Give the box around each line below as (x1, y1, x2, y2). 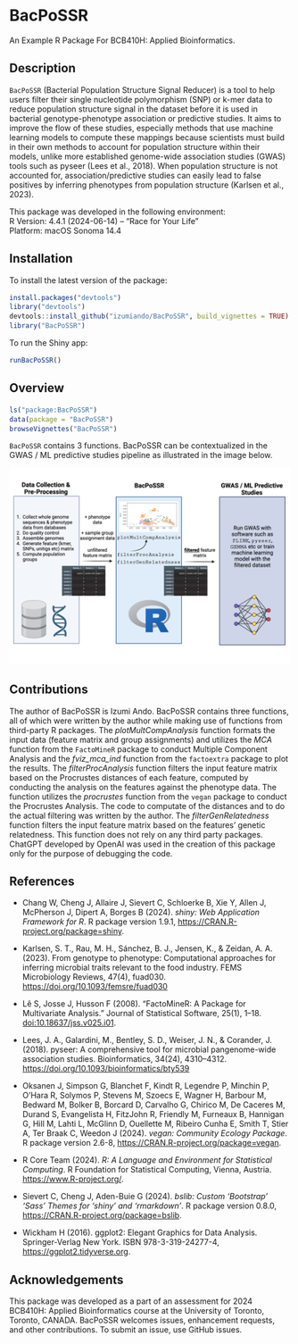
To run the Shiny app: (9, 338, 88, 348)
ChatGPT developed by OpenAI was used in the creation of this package (9, 839, 276, 849)
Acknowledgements (9, 1272, 124, 1287)
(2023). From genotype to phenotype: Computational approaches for (21, 953, 277, 964)
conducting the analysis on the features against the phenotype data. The (9, 781, 277, 792)
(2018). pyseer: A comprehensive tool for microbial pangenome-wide (21, 1044, 277, 1055)
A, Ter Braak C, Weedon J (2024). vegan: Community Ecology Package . (21, 1128, 288, 1139)
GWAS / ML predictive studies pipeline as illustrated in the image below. (9, 450, 273, 461)
